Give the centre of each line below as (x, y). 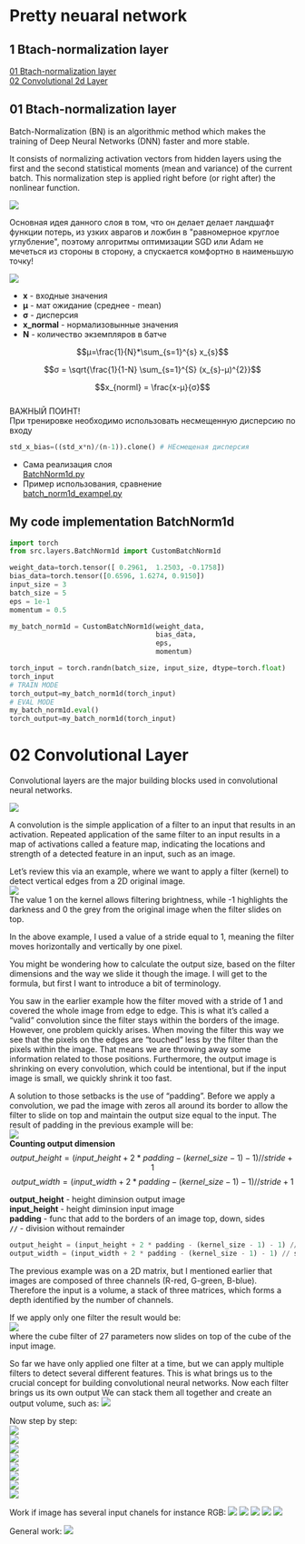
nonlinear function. (44, 187)
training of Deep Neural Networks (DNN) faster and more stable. (129, 141)
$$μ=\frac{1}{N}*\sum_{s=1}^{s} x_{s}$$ (152, 352)
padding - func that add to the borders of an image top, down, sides (137, 1218)
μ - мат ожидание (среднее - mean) (92, 305)
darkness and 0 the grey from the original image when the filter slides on (145, 909)
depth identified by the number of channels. (92, 1299)
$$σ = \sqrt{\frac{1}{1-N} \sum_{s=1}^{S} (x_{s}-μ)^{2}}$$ (152, 369)
